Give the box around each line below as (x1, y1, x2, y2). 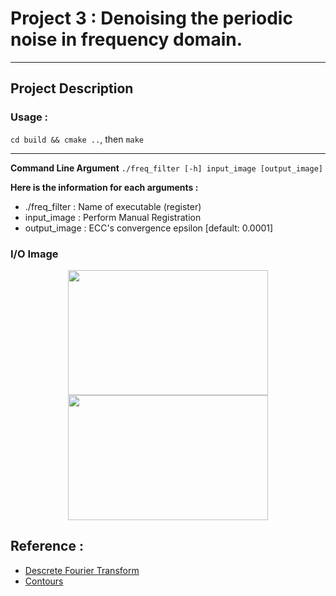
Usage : (10, 110, 49, 124)
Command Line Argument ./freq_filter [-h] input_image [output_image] (10, 162, 323, 174)
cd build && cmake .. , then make (10, 133, 145, 145)
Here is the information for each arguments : (10, 181, 199, 193)
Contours (24, 575, 64, 587)
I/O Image (10, 247, 59, 261)
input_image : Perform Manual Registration (24, 211, 202, 223)
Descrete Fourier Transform (24, 564, 140, 576)
